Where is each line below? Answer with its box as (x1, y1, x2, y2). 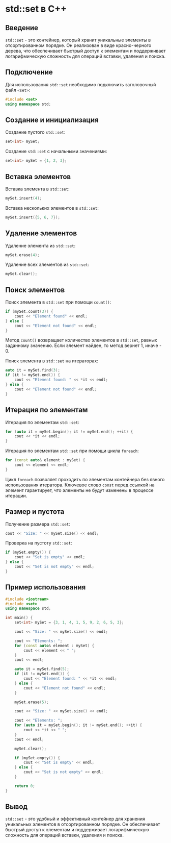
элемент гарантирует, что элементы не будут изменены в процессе (5, 487, 154, 493)
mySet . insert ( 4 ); (5, 195, 42, 201)
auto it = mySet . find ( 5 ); (14, 666, 70, 672)
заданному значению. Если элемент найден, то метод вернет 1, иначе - (5, 342, 162, 349)
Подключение (5, 68, 53, 77)
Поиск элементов (5, 285, 65, 294)
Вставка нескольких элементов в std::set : (5, 205, 99, 211)
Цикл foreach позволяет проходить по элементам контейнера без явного (5, 476, 165, 482)
